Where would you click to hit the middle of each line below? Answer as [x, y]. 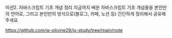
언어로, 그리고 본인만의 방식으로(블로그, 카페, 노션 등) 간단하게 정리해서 [81, 14]
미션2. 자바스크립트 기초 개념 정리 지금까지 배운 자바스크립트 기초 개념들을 [79, 7]
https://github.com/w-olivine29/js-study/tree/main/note [64, 30]
